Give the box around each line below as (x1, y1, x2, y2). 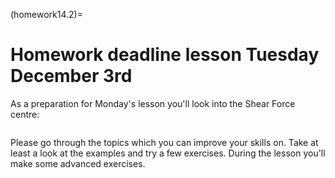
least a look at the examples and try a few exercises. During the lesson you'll (10, 147, 326, 159)
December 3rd (10, 65, 133, 88)
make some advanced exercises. (10, 157, 146, 169)
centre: (10, 108, 40, 120)
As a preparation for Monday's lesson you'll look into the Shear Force (10, 97, 296, 109)
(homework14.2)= (10, 9, 83, 20)
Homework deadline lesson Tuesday (10, 44, 320, 66)
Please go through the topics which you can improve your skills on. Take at (10, 136, 319, 148)
